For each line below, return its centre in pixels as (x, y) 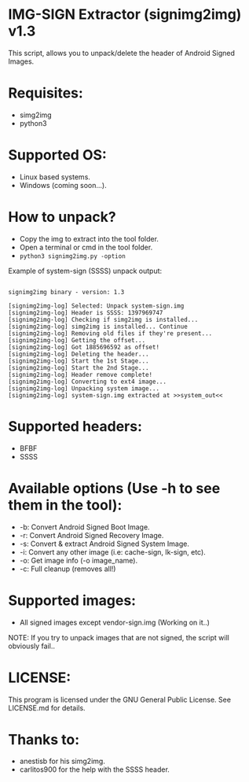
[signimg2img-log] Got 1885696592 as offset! (84, 347)
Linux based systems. (55, 177)
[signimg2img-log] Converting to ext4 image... (88, 382)
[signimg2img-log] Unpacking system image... (84, 388)
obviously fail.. (31, 646)
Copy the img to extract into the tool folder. (89, 238)
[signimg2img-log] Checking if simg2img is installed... (103, 319)
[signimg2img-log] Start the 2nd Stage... (79, 367)
